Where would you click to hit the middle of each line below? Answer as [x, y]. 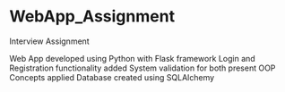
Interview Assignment [49, 41]
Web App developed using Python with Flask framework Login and [132, 58]
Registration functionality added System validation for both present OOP [142, 68]
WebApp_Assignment [92, 17]
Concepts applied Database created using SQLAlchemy [112, 77]
